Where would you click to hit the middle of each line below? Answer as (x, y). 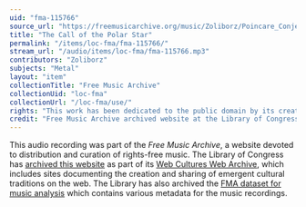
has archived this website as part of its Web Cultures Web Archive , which (147, 164)
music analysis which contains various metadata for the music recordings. (148, 193)
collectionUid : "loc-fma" (58, 94)
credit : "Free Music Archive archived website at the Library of (136, 119)
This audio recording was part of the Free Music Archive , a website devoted (152, 145)
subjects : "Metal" (44, 69)
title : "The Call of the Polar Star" (81, 34)
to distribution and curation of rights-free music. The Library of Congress (147, 154)
